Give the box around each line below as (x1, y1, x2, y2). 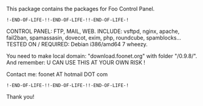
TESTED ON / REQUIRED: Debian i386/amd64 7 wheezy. (6, 41, 148, 48)
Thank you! (6, 93, 35, 100)
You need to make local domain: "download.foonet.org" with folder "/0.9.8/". (6, 52, 198, 60)
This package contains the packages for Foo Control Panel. (6, 5, 155, 12)
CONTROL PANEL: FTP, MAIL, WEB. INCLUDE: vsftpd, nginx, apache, (6, 27, 180, 35)
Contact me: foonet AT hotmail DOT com (6, 71, 108, 78)
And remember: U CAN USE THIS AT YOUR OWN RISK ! (6, 59, 146, 66)
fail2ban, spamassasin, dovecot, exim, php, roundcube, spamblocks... (6, 34, 181, 41)
